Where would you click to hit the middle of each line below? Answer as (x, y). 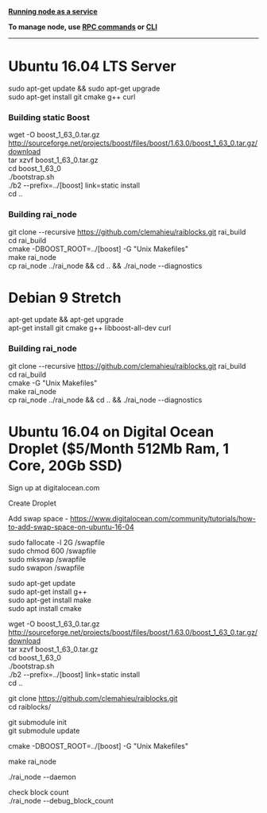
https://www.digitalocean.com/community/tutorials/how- (163, 518)
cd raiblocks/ (30, 707)
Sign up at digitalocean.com (54, 487)
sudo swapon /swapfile (46, 567)
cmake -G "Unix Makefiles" (53, 383)
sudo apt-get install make (50, 600)
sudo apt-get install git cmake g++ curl (72, 97)
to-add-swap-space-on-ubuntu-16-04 (71, 527)
